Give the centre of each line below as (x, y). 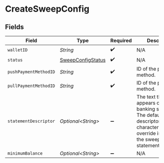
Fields (15, 27)
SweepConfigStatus (83, 60)
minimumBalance (25, 154)
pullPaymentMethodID (31, 86)
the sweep (149, 139)
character (148, 127)
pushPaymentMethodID (31, 72)
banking (146, 109)
